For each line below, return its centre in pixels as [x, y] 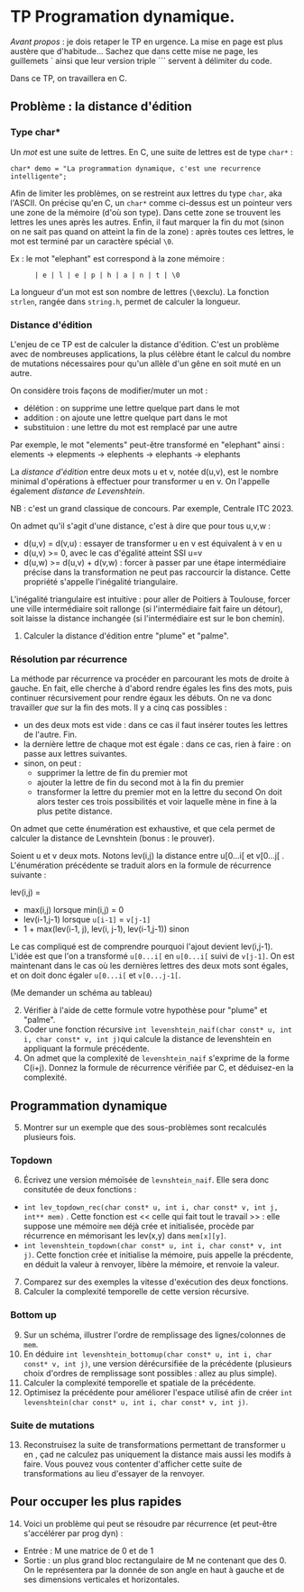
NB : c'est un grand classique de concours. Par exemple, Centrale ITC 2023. [152, 508]
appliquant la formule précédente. [86, 1049]
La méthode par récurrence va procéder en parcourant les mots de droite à [150, 679]
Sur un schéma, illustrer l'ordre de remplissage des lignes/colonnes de [155, 1334]
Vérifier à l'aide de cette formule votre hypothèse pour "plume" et [145, 1010]
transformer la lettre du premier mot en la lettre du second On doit [159, 792]
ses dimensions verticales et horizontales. [101, 1579]
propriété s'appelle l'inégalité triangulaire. [101, 581]
